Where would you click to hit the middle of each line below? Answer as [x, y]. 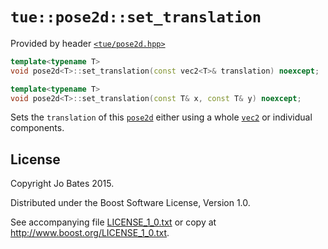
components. [37, 128]
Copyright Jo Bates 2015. [62, 184]
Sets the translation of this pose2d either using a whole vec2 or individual [161, 117]
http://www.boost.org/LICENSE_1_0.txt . [90, 233]
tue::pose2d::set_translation [136, 17]
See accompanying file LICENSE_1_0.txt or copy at [113, 222]
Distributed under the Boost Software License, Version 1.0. [130, 203]
